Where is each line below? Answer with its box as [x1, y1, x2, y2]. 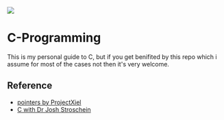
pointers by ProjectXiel [16, 98, 82, 106]
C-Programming [7, 30, 101, 46]
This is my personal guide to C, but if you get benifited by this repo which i [7, 52, 217, 61]
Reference [7, 80, 53, 92]
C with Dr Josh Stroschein [16, 105, 91, 113]
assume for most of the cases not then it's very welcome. [7, 60, 170, 68]
